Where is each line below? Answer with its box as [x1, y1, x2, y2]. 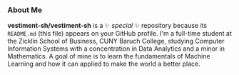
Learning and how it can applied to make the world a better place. [7, 59, 201, 69]
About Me [7, 5, 43, 15]
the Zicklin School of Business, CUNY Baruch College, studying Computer [7, 37, 225, 46]
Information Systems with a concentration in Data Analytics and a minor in [7, 44, 225, 53]
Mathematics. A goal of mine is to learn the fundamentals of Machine [7, 52, 210, 61]
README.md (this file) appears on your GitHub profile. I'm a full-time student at [7, 29, 232, 38]
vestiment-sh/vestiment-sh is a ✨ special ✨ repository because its [7, 21, 208, 30]
